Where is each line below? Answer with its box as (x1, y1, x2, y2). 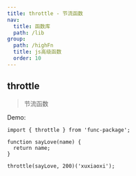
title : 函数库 (13, 23, 51, 30)
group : (7, 36, 26, 43)
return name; (13, 144, 51, 151)
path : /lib (13, 29, 45, 36)
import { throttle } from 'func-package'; (7, 126, 131, 133)
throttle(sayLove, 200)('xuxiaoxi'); (7, 162, 115, 169)
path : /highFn (13, 42, 54, 49)
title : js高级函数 (13, 49, 62, 56)
